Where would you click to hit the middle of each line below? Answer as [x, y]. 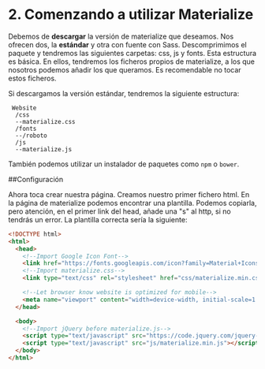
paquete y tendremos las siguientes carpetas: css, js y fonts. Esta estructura [132, 53]
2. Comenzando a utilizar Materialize [131, 15]
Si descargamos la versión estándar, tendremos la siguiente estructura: [124, 93]
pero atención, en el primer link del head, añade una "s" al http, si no [119, 211]
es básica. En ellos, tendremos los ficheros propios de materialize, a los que [131, 61]
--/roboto [31, 136]
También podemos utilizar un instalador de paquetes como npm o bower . [124, 164]
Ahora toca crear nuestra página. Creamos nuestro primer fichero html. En [129, 194]
